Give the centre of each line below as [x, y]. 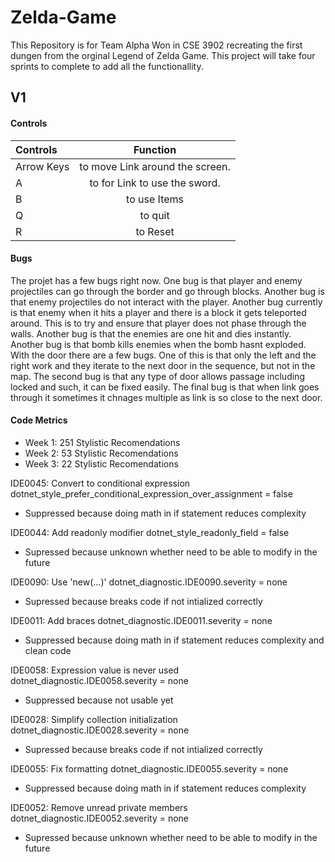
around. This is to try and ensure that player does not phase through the [158, 323]
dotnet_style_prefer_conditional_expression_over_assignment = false [151, 493]
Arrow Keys [42, 166]
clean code [48, 650]
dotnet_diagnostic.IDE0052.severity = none [100, 818]
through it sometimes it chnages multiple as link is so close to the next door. [166, 397]
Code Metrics [39, 420]
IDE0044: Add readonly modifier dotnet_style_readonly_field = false [150, 532]
